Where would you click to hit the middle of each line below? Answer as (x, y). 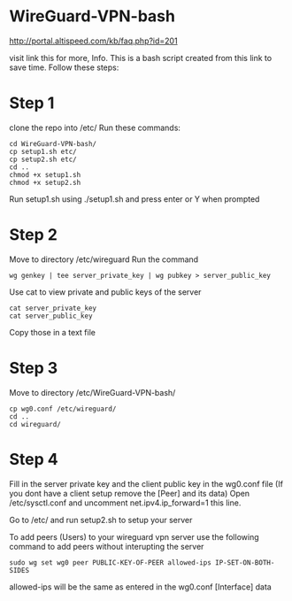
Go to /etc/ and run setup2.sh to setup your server (101, 520)
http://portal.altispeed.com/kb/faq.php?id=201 (94, 41)
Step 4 (34, 459)
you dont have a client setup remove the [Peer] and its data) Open (130, 493)
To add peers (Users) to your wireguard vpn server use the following (134, 536)
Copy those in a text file (52, 332)
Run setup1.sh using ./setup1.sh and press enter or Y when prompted (134, 199)
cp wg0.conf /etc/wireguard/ (63, 409)
